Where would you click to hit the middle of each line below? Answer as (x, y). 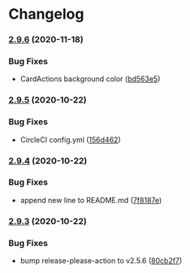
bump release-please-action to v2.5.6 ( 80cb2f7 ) (101, 261)
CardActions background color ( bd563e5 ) (90, 79)
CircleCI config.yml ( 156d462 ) (70, 140)
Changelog (46, 14)
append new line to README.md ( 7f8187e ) (91, 200)
